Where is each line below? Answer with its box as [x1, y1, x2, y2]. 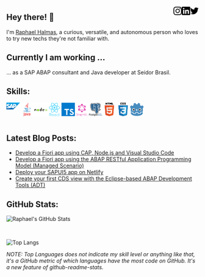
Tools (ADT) [15, 181, 46, 189]
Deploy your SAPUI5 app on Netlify [15, 169, 104, 176]
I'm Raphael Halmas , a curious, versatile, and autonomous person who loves [6, 28, 198, 35]
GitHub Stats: [6, 199, 59, 209]
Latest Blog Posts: [6, 133, 77, 143]
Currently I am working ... [6, 52, 106, 63]
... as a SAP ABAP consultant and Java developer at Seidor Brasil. [6, 68, 171, 76]
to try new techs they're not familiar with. [6, 35, 110, 42]
